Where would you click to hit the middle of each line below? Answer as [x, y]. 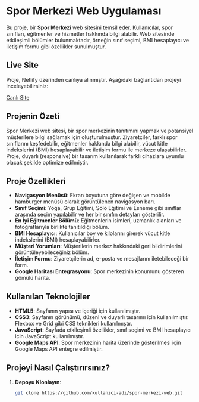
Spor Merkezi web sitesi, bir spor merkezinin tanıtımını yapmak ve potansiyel [100, 131]
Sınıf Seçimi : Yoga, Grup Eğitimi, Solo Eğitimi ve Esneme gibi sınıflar [98, 208]
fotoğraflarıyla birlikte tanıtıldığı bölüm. [62, 227]
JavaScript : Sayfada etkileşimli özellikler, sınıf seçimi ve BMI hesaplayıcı [103, 330]
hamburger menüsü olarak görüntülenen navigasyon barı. [85, 202]
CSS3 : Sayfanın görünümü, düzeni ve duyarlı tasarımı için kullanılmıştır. [102, 317]
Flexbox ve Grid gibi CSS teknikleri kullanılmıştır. [73, 324]
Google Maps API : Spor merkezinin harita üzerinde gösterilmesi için [98, 343]
